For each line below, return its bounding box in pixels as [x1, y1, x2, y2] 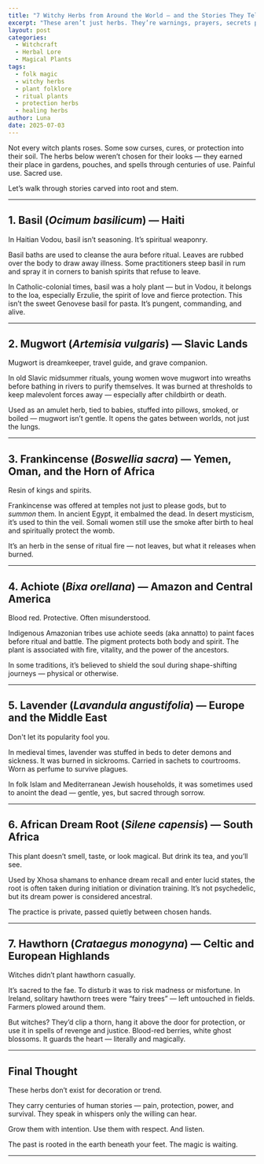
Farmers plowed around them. [8, 1002, 106, 1012]
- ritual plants [15, 92, 68, 100]
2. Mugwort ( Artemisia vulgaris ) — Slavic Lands [8, 337, 248, 351]
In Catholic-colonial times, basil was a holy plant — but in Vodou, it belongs [8, 281, 252, 292]
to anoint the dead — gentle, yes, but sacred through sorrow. [8, 787, 206, 797]
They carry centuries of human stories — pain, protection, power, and [8, 1101, 234, 1110]
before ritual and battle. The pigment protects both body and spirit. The [8, 637, 240, 646]
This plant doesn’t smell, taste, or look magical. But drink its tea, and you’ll [8, 851, 248, 861]
